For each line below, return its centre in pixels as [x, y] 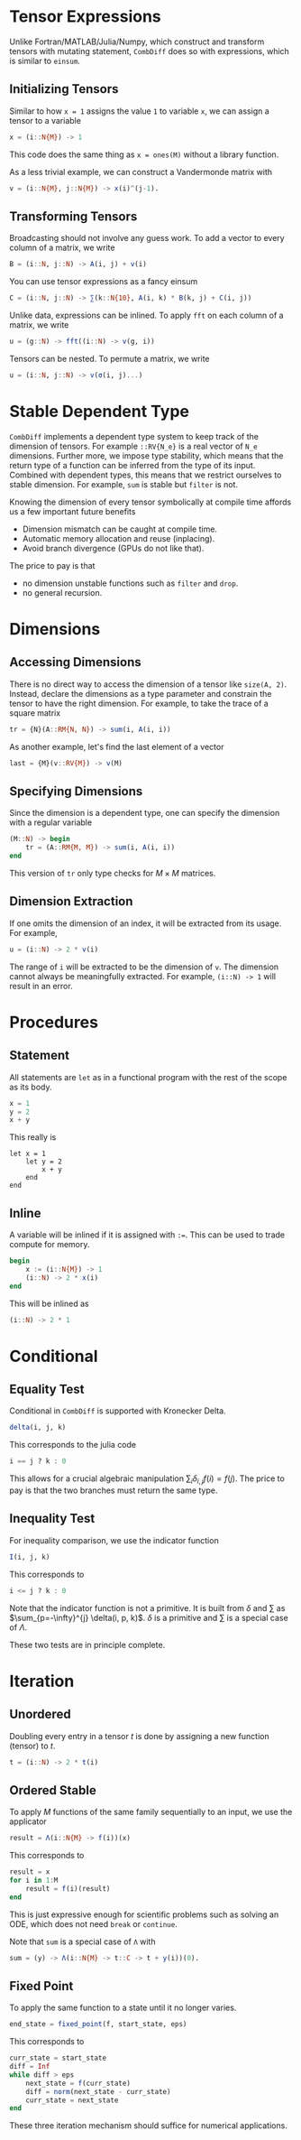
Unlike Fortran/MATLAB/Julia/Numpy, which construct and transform [137, 42]
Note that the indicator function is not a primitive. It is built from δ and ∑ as [147, 1607]
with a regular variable [51, 822]
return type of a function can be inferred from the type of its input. [132, 465]
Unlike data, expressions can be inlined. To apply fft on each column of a [146, 315]
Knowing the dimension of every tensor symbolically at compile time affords [150, 502]
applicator [28, 1821]
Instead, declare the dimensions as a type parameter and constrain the [141, 693]
